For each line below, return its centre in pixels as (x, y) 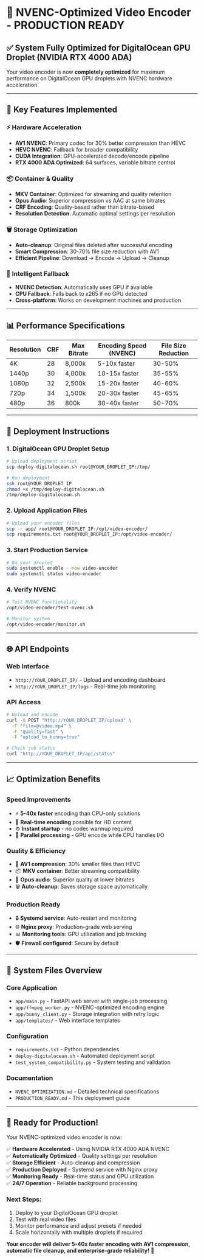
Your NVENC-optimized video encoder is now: (64, 1137)
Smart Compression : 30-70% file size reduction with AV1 (87, 251)
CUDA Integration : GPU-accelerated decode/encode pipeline (92, 156)
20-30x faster (118, 393)
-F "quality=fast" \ (38, 732)
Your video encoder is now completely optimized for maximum (86, 72)
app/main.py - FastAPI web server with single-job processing (91, 1001)
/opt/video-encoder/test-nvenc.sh (50, 608)
